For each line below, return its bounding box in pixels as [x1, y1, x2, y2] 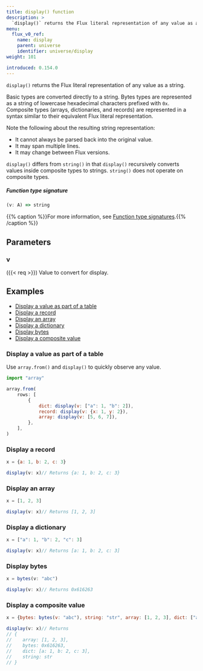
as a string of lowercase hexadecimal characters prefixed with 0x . [6, 99, 170, 106]
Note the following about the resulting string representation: [6, 124, 155, 131]
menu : [6, 25, 20, 32]
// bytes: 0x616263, [6, 642, 66, 649]
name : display [17, 37, 53, 43]
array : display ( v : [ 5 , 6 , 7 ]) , [38, 414, 118, 420]
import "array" [6, 375, 45, 381]
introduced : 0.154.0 [6, 65, 59, 71]
